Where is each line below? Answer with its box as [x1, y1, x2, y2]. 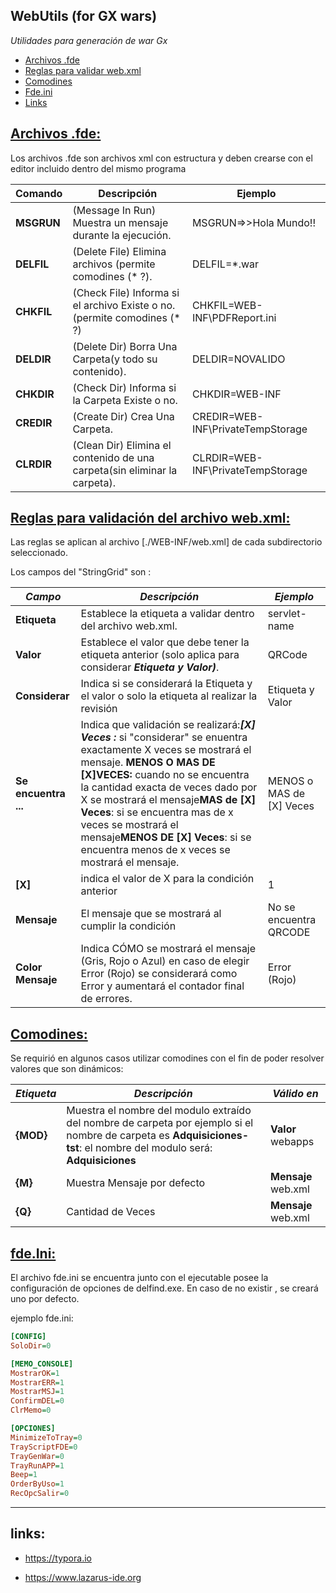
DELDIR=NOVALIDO [191, 352, 286, 366]
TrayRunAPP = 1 [10, 1460, 65, 1471]
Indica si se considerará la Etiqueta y [80, 677, 253, 691]
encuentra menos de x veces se [80, 843, 231, 857]
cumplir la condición [80, 919, 177, 933]
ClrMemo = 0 [10, 1405, 52, 1416]
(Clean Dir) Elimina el [72, 438, 172, 452]
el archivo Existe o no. [72, 298, 176, 312]
